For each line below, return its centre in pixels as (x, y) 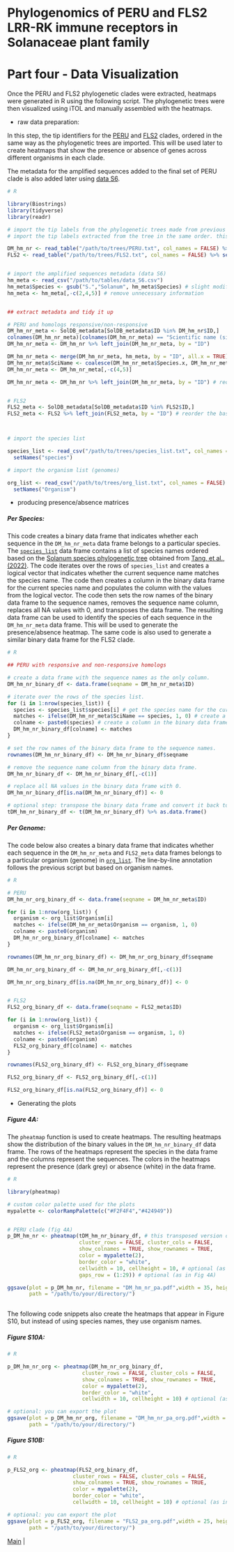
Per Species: (26, 518)
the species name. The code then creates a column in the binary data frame (116, 581)
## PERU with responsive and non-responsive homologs (87, 665)
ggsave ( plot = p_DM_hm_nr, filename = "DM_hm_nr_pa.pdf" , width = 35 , (110, 1288)
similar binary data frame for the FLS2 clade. (71, 640)
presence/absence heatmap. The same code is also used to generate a (109, 632)
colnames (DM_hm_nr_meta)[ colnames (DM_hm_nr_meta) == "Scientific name (112, 337)
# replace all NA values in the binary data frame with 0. (95, 786)
